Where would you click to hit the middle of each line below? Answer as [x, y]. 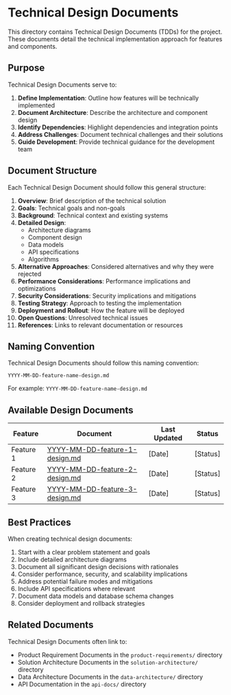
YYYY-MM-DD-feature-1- [92, 450]
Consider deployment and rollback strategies [81, 603]
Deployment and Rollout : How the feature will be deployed [101, 310]
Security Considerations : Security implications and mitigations [107, 296]
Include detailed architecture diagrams [72, 559]
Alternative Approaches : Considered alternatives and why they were [116, 266]
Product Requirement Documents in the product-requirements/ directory [120, 654]
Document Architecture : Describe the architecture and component [113, 112]
